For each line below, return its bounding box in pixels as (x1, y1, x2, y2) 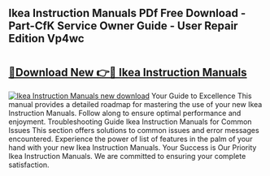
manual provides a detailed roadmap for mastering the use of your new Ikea (8, 100, 263, 109)
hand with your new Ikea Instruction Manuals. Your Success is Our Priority (8, 143, 257, 152)
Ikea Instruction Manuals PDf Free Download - (8, 6, 246, 20)
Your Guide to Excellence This (151, 91, 252, 101)
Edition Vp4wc (8, 32, 85, 45)
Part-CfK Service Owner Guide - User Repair (8, 19, 238, 33)
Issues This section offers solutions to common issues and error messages (8, 126, 259, 135)
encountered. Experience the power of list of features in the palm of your (8, 134, 253, 144)
